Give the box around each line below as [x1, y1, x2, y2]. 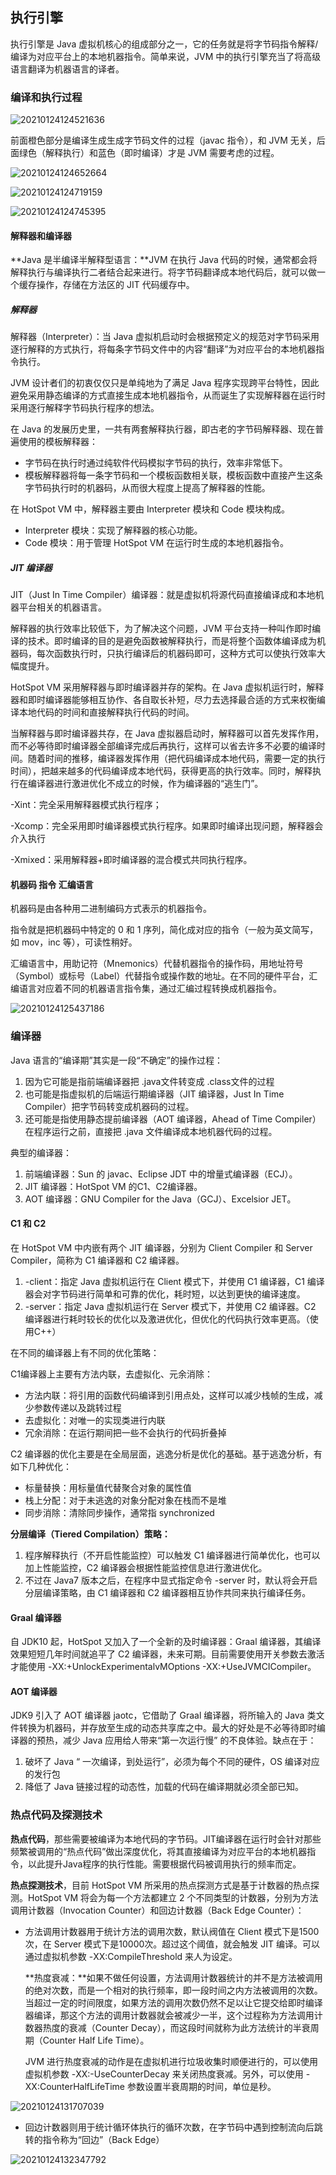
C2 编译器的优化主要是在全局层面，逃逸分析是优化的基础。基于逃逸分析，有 [10, 1448, 323, 1460]
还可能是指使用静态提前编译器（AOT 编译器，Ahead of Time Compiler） [24, 1113, 322, 1125]
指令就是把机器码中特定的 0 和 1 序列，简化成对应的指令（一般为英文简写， [10, 924, 319, 936]
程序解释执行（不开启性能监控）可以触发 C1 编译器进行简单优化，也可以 [24, 1549, 321, 1561]
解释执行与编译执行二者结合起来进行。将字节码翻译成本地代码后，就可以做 [10, 266, 317, 278]
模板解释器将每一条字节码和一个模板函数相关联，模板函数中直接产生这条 [24, 469, 323, 482]
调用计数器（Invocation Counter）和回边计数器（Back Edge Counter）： [10, 1904, 305, 1916]
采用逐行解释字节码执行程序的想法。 [10, 402, 160, 414]
